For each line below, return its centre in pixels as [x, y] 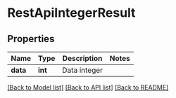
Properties [31, 39]
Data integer [83, 70]
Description [82, 58]
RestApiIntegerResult [71, 13]
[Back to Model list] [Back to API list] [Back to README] [88, 87]
